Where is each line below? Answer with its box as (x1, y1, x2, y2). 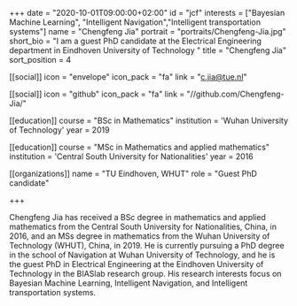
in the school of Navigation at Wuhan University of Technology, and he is (9, 249, 276, 260)
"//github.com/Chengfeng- (186, 88, 285, 99)
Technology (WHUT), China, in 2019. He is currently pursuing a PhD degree (9, 241, 285, 250)
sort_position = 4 (9, 55, 72, 65)
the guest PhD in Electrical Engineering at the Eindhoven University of (9, 259, 264, 269)
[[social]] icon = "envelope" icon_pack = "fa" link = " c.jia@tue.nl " (9, 72, 247, 82)
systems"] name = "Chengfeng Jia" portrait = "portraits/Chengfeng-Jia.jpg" (9, 27, 286, 36)
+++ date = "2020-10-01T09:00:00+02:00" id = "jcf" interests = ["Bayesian (9, 8, 285, 18)
